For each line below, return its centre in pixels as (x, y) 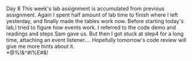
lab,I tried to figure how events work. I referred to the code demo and (91, 27)
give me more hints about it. (41, 46)
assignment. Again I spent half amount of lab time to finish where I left (92, 15)
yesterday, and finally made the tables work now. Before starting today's (95, 21)
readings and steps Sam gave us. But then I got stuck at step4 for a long (95, 34)
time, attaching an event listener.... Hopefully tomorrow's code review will (96, 40)
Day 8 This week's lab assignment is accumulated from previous (86, 9)
